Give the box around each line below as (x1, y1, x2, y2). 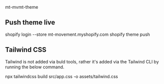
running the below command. (5, 64, 65, 70)
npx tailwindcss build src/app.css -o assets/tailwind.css (5, 73, 118, 79)
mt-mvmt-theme (5, 4, 38, 10)
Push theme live (5, 18, 55, 27)
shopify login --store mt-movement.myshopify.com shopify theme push (5, 31, 150, 37)
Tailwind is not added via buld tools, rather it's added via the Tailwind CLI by (5, 58, 159, 64)
